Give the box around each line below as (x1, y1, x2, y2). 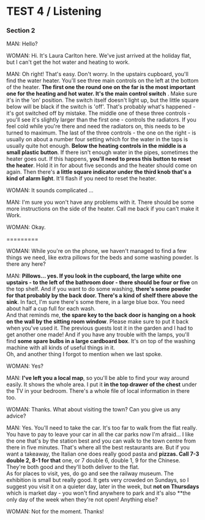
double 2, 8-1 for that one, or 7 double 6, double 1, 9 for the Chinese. (6, 457, 181, 464)
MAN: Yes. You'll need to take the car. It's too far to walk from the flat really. (6, 424, 198, 432)
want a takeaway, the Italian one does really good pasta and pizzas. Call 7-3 (6, 450, 199, 458)
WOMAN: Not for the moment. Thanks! (6, 508, 104, 515)
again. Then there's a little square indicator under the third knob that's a (6, 168, 192, 176)
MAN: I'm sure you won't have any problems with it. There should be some (6, 198, 195, 206)
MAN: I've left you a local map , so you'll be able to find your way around (6, 374, 190, 382)
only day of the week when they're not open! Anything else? (6, 496, 158, 503)
